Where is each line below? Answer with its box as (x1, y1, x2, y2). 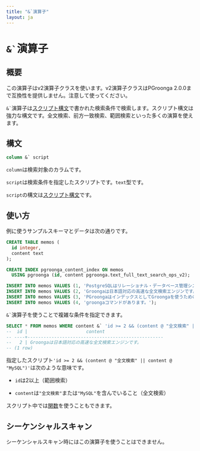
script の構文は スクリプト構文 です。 (6, 191, 95, 198)
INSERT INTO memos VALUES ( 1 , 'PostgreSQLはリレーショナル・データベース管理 (6, 283, 188, 289)
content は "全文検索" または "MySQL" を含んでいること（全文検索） (14, 390, 170, 397)
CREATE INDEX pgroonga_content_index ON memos (6, 266, 124, 273)
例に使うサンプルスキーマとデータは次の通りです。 (6, 228, 131, 234)
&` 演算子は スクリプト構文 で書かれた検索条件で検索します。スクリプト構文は (6, 104, 193, 111)
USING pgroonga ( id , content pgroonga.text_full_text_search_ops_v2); (11, 272, 190, 278)
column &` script (6, 154, 49, 161)
